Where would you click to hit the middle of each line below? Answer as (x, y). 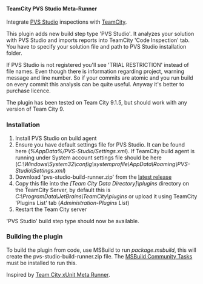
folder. (14, 53)
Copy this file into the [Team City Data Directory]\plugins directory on (102, 183)
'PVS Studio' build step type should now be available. (73, 221)
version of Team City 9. (35, 109)
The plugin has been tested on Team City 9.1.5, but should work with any (97, 103)
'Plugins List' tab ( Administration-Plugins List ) (72, 203)
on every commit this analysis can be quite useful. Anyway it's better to (95, 85)
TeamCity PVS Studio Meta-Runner (52, 9)
